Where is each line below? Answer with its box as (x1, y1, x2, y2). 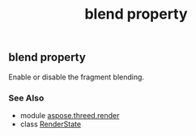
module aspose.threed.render (19, 110, 120, 120)
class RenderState (19, 119, 82, 129)
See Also (8, 92, 45, 104)
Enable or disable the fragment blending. (8, 72, 144, 82)
